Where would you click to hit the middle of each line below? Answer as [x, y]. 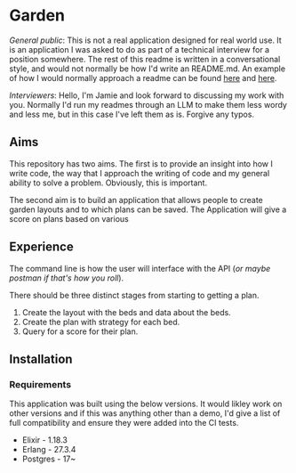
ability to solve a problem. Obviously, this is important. [108, 183]
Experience [41, 247]
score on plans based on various [69, 218]
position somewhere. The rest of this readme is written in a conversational [145, 59]
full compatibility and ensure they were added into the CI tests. [124, 423]
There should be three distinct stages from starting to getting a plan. [134, 295]
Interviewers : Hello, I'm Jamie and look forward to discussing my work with [147, 95]
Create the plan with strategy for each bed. [101, 322]
